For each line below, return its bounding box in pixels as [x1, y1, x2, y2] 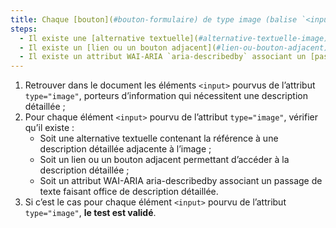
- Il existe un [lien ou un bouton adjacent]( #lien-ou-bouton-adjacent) [19, 42, 329, 53]
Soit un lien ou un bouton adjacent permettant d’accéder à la [39, 154, 290, 166]
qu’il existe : [24, 122, 75, 134]
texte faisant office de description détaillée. [39, 186, 219, 198]
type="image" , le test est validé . [24, 207, 157, 219]
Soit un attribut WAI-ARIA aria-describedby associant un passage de [39, 175, 323, 187]
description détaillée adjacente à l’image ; [39, 143, 212, 155]
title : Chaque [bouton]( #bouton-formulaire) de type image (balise [10, 14, 298, 25]
